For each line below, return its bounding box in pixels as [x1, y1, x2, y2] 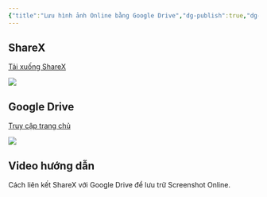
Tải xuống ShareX [8, 62, 66, 71]
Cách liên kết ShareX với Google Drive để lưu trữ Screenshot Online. [8, 180, 230, 190]
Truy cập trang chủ [8, 121, 72, 131]
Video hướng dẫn [8, 159, 95, 172]
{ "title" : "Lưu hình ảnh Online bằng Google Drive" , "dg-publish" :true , [8, 11, 247, 20]
